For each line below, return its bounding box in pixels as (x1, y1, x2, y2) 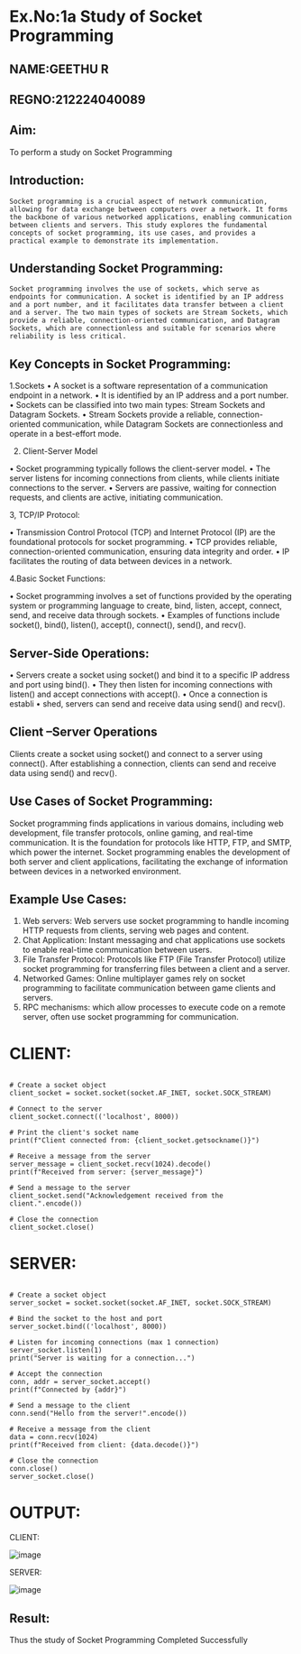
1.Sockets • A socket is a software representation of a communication (9, 381, 269, 392)
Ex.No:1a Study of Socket (9, 6, 203, 27)
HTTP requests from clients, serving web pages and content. (22, 925, 250, 936)
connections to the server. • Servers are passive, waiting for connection (9, 483, 277, 494)
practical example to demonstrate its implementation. (9, 236, 220, 245)
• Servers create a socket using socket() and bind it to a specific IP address (9, 670, 290, 680)
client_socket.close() (9, 1223, 95, 1233)
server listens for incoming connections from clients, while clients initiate (9, 473, 280, 484)
